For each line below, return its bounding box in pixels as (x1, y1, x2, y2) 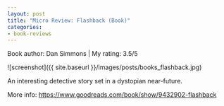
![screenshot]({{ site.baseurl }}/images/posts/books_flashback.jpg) (7, 63, 202, 71)
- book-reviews (7, 30, 52, 37)
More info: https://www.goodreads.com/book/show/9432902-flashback (7, 90, 217, 99)
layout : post (7, 10, 46, 18)
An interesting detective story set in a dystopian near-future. (7, 77, 183, 86)
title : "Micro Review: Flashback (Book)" (7, 17, 131, 24)
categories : (7, 23, 42, 30)
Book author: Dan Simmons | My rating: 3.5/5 (7, 49, 139, 58)
